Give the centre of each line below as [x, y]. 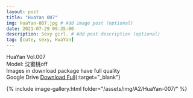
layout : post [23, 12]
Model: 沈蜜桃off [27, 64]
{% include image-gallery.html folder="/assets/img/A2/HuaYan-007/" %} [97, 89]
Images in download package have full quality [63, 71]
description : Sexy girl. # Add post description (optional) [84, 34]
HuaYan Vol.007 [26, 57]
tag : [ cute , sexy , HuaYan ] [40, 40]
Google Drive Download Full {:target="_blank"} [63, 77]
